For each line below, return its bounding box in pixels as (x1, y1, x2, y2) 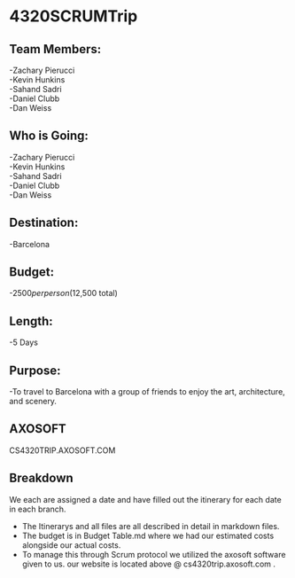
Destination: (9, 215, 79, 230)
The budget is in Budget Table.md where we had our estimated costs (21, 530, 275, 541)
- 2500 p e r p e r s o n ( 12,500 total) (9, 288, 118, 299)
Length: (9, 313, 53, 329)
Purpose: (9, 363, 61, 378)
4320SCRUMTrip (9, 6, 138, 27)
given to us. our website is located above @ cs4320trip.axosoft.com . (21, 558, 276, 569)
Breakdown (9, 471, 74, 486)
